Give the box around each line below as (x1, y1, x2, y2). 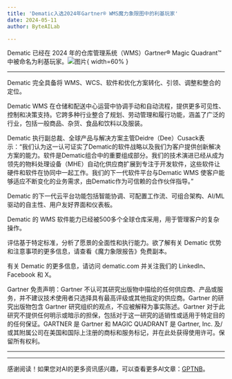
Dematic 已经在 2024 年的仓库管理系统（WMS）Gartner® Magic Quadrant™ (7, 49, 222, 57)
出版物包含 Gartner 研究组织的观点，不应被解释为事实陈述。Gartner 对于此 (12, 302, 225, 311)
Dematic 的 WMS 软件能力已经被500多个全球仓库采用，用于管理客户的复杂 (7, 215, 220, 223)
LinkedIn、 (178, 262, 209, 270)
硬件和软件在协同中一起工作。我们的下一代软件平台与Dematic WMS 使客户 (7, 169, 219, 177)
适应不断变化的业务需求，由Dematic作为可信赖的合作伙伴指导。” (12, 177, 194, 185)
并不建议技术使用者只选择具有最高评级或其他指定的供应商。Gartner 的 (19, 294, 219, 302)
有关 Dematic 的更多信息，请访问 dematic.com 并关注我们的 (7, 262, 177, 270)
